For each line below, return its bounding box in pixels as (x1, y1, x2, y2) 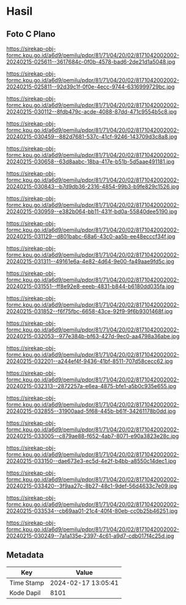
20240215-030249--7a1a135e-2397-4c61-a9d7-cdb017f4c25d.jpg (6, 533, 174, 539)
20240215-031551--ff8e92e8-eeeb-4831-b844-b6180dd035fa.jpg (6, 283, 174, 290)
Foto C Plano (6, 29, 56, 39)
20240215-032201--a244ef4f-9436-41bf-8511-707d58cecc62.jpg (6, 357, 173, 365)
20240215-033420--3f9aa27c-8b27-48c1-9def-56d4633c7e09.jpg (6, 482, 177, 490)
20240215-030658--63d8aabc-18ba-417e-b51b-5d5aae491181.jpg (6, 158, 175, 165)
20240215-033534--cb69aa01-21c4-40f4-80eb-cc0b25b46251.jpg (6, 507, 178, 514)
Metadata (6, 550, 44, 560)
